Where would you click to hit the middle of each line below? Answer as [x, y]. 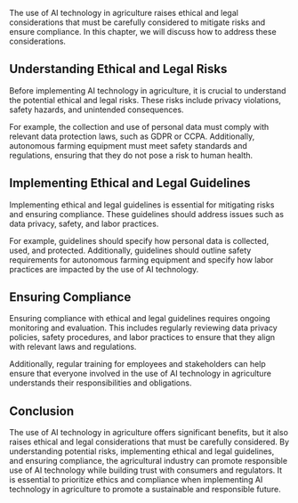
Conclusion [42, 411]
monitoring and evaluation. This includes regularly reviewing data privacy [143, 328]
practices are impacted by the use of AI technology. [104, 269]
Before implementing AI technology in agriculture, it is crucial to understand [148, 90]
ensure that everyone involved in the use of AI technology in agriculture [140, 374]
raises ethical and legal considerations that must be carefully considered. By [149, 442]
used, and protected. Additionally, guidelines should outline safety [130, 250]
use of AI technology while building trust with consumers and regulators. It [146, 470]
